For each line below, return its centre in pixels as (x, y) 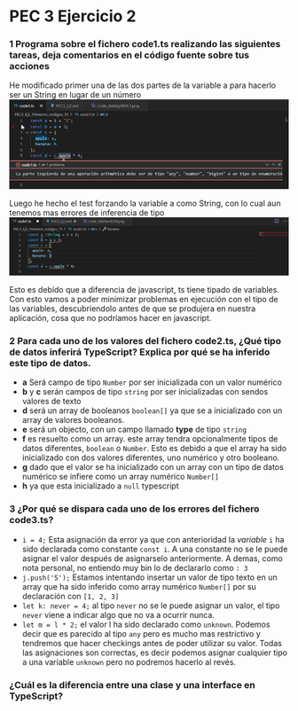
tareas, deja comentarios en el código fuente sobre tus (129, 55)
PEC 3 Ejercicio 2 (73, 16)
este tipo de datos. (50, 363)
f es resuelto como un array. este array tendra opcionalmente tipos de (150, 439)
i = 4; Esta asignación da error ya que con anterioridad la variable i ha (153, 539)
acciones (30, 66)
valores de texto (51, 402)
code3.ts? (31, 520)
